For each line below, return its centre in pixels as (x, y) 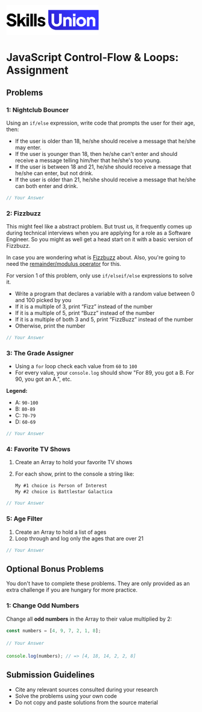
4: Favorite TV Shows (38, 449)
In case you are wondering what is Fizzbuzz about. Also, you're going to (96, 257)
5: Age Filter (25, 519)
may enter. (28, 147)
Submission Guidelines (51, 675)
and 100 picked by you (43, 300)
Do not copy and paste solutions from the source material (87, 702)
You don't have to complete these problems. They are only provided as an (98, 584)
